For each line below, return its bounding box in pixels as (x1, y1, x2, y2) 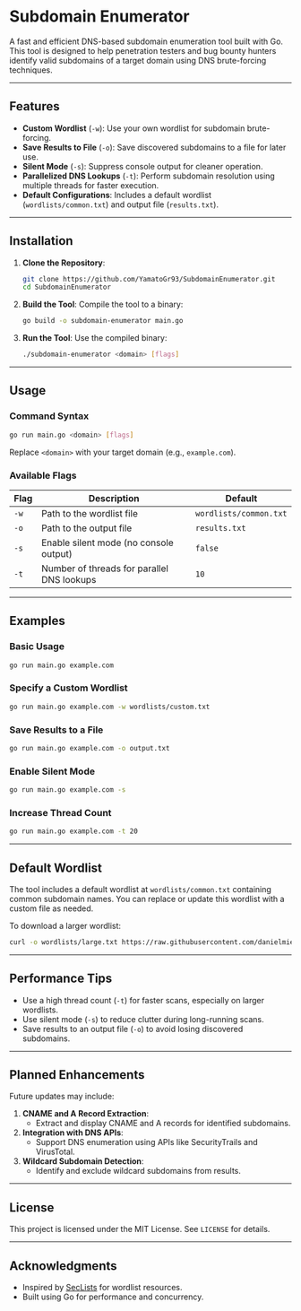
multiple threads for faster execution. (21, 179, 159, 190)
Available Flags (9, 469, 78, 482)
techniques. (9, 65, 53, 75)
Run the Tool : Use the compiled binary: (21, 333, 168, 343)
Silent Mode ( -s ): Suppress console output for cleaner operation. (21, 161, 263, 171)
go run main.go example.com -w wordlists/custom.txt (9, 702, 211, 711)
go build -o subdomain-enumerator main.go (21, 317, 184, 326)
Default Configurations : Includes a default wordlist (21, 189, 212, 200)
